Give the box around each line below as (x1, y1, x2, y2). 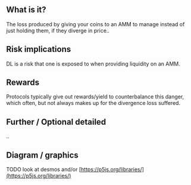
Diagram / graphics (6, 150, 79, 160)
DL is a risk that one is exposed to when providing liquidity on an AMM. (6, 60, 180, 67)
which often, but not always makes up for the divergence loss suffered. (6, 100, 180, 107)
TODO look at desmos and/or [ (6, 166, 82, 173)
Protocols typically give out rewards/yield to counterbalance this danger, (6, 93, 184, 100)
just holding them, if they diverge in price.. (6, 27, 110, 34)
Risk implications (6, 44, 71, 54)
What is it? (6, 5, 46, 15)
